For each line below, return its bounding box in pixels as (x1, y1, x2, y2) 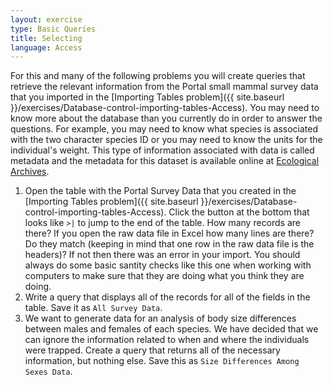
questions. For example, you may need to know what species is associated (10, 123, 319, 135)
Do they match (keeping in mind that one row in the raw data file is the (24, 238, 315, 250)
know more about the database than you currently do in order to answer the (10, 112, 323, 125)
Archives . (10, 166, 50, 178)
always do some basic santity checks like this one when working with (24, 259, 312, 271)
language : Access (10, 42, 83, 53)
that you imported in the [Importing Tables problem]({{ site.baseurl (10, 91, 285, 103)
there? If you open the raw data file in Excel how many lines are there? (24, 227, 315, 240)
